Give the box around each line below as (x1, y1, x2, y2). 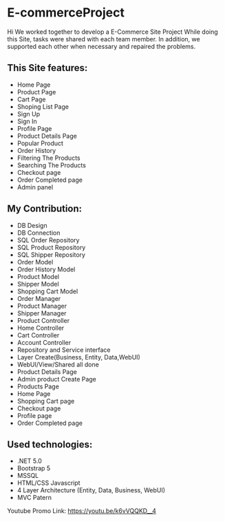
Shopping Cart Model (17, 287, 78, 295)
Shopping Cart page (17, 397, 75, 405)
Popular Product (17, 139, 64, 147)
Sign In (17, 117, 37, 125)
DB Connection (17, 229, 61, 237)
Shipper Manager (17, 309, 67, 317)
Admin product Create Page (17, 375, 96, 383)
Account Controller (17, 338, 72, 346)
